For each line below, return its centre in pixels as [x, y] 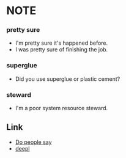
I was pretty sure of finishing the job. [61, 50]
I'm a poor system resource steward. [61, 108]
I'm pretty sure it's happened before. [61, 43]
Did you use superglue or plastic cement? [68, 79]
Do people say [33, 142]
